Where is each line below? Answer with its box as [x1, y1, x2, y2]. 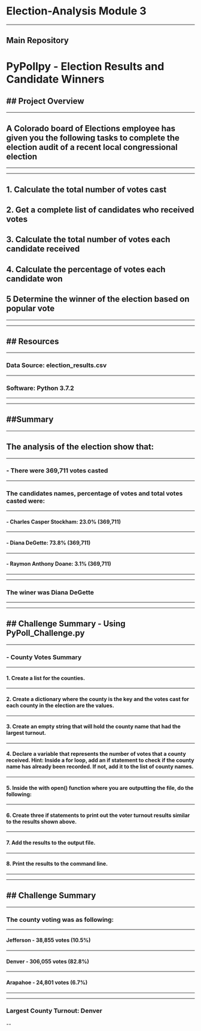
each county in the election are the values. [6, 702, 115, 709]
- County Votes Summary [6, 653, 82, 661]
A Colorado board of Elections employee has [6, 123, 175, 133]
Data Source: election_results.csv [6, 361, 107, 369]
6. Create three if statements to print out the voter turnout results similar [6, 811, 190, 819]
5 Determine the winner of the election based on [6, 294, 190, 304]
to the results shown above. [6, 817, 77, 825]
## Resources [6, 336, 59, 346]
